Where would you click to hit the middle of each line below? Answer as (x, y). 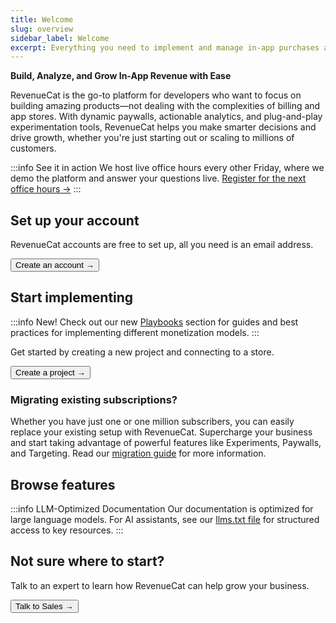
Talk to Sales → (44, 606)
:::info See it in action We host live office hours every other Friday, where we (167, 168)
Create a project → (50, 372)
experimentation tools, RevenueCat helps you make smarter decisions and (163, 127)
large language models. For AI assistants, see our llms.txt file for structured (165, 519)
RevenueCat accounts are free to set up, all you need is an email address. (162, 245)
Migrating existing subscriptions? (94, 399)
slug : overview (42, 29)
